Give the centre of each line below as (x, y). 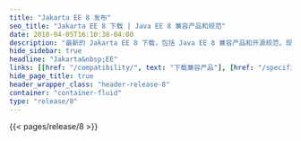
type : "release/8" (43, 101)
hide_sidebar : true (46, 51)
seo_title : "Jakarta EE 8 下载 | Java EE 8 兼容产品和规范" (118, 26)
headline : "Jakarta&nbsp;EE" (64, 59)
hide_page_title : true (52, 76)
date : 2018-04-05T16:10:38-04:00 (72, 34)
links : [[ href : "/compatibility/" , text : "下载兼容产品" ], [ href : (132, 68)
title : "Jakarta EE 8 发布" (60, 18)
